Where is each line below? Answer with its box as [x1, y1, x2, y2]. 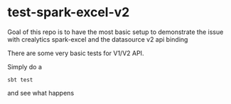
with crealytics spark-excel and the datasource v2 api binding [7, 35, 188, 43]
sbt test [7, 76, 33, 83]
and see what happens [7, 88, 75, 97]
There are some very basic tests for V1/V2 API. [7, 49, 144, 57]
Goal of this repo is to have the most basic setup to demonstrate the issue [7, 28, 224, 36]
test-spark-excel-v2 [7, 4, 130, 21]
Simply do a [7, 62, 43, 71]
